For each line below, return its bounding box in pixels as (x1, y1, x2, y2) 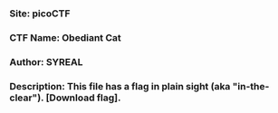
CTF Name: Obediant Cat (9, 31, 122, 43)
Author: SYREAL (9, 55, 83, 68)
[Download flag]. (45, 91, 121, 104)
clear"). (9, 91, 44, 104)
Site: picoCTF (9, 7, 71, 20)
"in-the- (232, 80, 270, 92)
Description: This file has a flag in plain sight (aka (9, 80, 231, 92)
